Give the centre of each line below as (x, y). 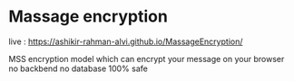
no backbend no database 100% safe (78, 68)
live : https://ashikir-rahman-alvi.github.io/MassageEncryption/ (126, 41)
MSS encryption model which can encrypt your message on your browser (147, 58)
